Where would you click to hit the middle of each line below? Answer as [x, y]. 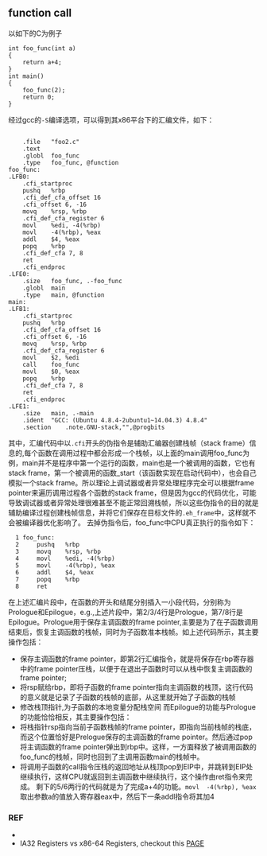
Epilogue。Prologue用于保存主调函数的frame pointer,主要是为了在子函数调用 [133, 622]
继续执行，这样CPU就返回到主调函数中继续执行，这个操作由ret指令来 [133, 776]
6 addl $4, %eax [54, 572]
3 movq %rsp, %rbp [58, 551]
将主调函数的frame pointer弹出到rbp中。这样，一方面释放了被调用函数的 [138, 746]
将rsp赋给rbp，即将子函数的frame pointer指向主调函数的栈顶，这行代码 [136, 687]
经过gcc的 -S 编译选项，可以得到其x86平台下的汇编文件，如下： [111, 119]
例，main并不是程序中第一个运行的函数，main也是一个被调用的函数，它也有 [132, 463]
